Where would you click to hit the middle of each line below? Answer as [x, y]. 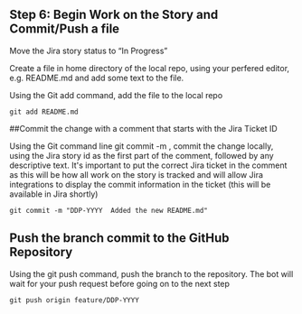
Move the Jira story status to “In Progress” [89, 51]
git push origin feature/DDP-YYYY [75, 300]
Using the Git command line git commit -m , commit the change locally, [142, 146]
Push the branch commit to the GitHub [119, 238]
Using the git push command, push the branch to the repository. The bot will [151, 273]
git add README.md [44, 112]
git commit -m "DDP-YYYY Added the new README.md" [109, 210]
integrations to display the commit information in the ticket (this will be [140, 184]
